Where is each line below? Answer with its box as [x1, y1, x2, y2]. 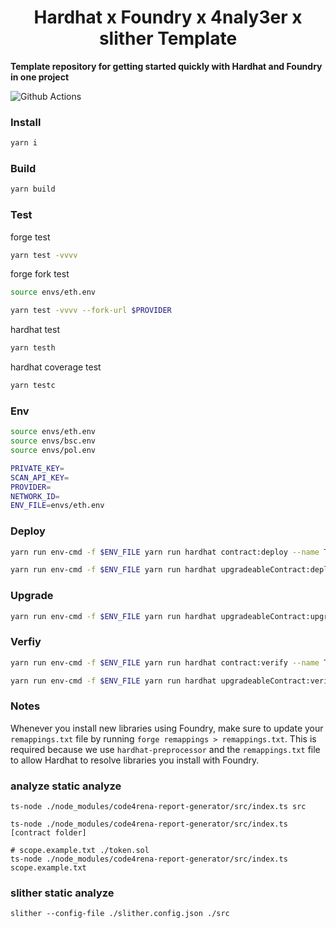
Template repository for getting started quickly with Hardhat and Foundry [10, 60, 323, 72]
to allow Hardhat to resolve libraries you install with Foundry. [10, 754, 260, 766]
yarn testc [10, 381, 56, 391]
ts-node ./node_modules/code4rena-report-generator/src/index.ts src [10, 802, 307, 812]
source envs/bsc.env [10, 436, 97, 446]
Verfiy [10, 635, 42, 649]
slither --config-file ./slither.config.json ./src [10, 909, 230, 919]
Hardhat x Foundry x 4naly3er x [33, 6, 303, 29]
